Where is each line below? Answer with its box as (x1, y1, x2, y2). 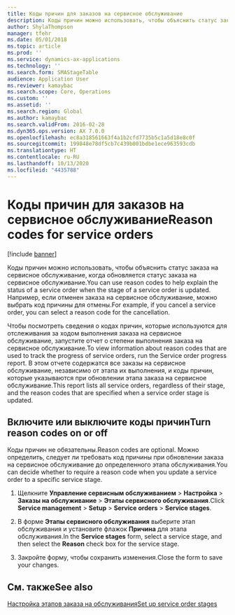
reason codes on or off (7, 427, 108, 438)
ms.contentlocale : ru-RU (7, 153, 80, 161)
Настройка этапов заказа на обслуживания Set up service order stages (7, 600, 218, 608)
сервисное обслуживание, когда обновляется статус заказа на (7, 270, 197, 279)
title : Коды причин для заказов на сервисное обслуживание (7, 10, 183, 18)
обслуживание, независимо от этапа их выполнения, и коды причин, (7, 366, 215, 375)
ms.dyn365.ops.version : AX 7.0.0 (7, 127, 105, 134)
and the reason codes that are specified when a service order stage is (7, 388, 210, 396)
